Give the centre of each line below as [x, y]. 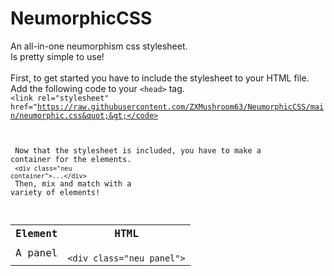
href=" [24, 107]
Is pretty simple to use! [57, 56]
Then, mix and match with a [73, 183]
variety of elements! [55, 192]
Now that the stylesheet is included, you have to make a [138, 150]
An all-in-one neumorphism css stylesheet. [99, 46]
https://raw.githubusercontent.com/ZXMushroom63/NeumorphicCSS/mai [180, 107]
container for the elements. [71, 159]
